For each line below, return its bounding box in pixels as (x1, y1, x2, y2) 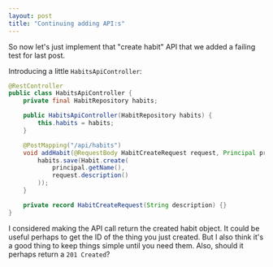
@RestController (8, 82, 63, 90)
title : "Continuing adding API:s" (8, 19, 126, 28)
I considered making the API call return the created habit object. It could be (8, 223, 260, 233)
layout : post (8, 11, 53, 20)
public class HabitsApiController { (8, 89, 132, 97)
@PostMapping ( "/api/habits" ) (23, 141, 122, 149)
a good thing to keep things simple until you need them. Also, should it (8, 240, 244, 250)
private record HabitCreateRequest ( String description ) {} (23, 200, 227, 209)
